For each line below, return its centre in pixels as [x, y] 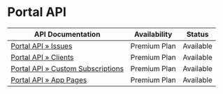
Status [197, 34]
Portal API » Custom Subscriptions [67, 68]
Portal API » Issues [42, 46]
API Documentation [67, 34]
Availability [153, 34]
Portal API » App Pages [49, 79]
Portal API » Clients [42, 57]
